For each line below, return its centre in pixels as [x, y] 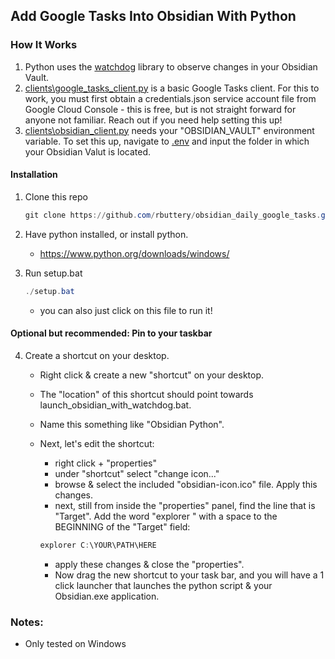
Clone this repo [56, 196]
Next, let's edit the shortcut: [97, 443]
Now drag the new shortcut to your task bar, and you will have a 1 [189, 575]
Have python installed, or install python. [106, 234]
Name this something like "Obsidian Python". [132, 424]
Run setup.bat [53, 273]
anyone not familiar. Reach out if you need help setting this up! [153, 120]
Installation [34, 175]
